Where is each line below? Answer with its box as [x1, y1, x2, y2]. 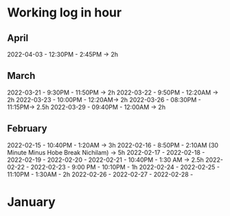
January [7, 194, 56, 210]
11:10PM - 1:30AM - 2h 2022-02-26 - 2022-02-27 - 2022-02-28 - [7, 170, 194, 178]
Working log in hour [7, 5, 122, 21]
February [7, 123, 47, 134]
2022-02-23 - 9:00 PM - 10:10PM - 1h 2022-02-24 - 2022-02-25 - [30, 163, 220, 171]
